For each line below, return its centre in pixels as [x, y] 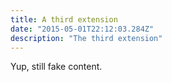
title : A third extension [64, 19]
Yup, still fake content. [56, 67]
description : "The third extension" [86, 38]
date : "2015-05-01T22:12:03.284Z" [82, 29]
